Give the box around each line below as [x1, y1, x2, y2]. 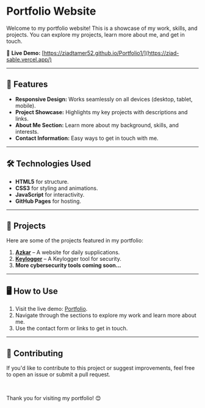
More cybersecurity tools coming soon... [15, 261, 121, 269]
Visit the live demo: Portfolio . [15, 305, 88, 313]
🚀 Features [6, 79, 48, 90]
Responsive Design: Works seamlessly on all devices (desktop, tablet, [15, 95, 193, 103]
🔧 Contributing [6, 348, 63, 359]
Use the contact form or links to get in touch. [15, 325, 128, 332]
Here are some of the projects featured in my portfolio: [6, 237, 143, 244]
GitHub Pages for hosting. [15, 197, 81, 205]
